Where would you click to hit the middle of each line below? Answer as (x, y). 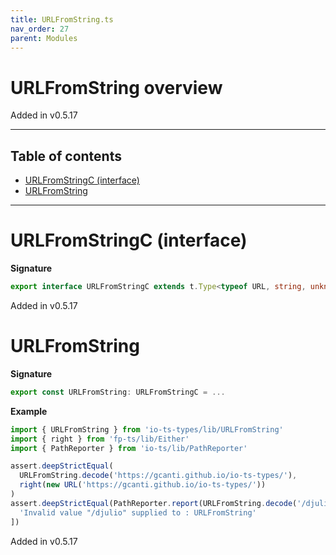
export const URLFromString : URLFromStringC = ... (118, 392)
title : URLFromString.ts (62, 19)
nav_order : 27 (40, 29)
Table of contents (66, 156)
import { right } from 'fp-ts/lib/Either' (100, 439)
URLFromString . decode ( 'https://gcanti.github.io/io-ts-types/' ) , (158, 476)
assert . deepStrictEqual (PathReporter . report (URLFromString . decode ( (154, 503)
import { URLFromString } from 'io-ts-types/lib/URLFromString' (147, 429)
